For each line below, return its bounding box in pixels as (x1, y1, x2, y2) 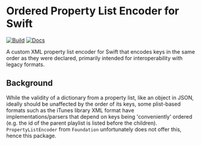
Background (6, 78, 53, 88)
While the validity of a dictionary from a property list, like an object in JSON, (6, 94, 194, 101)
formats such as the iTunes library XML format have (6, 106, 134, 114)
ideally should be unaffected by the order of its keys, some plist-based (6, 100, 181, 107)
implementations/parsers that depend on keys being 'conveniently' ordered (6, 113, 193, 120)
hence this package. (6, 132, 57, 139)
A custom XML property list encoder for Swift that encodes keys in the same (6, 48, 195, 55)
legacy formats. (6, 61, 45, 68)
